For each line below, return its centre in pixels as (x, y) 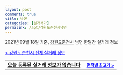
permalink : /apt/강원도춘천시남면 (36, 28)
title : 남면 (16, 19)
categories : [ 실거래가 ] (27, 23)
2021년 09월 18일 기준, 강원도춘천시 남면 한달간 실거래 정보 (61, 42)
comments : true (20, 14)
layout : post (18, 9)
